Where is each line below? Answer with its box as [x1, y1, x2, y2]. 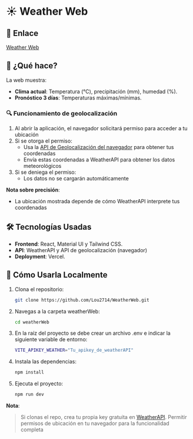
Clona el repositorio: [14, 285, 64, 293]
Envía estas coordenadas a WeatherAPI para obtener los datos [23, 156, 175, 163]
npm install [14, 369, 44, 375]
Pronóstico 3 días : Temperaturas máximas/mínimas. [14, 94, 142, 101]
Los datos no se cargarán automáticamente [23, 175, 129, 182]
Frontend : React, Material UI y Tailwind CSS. [14, 240, 123, 247]
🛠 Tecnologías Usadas [6, 222, 92, 232]
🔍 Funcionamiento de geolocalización [6, 109, 118, 117]
